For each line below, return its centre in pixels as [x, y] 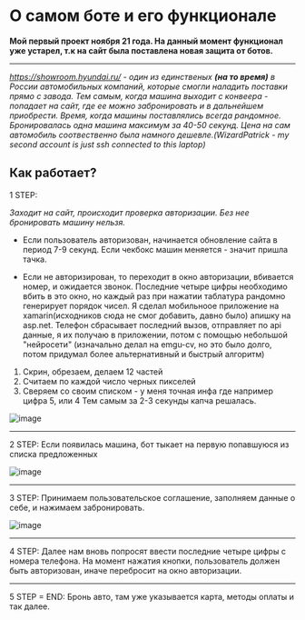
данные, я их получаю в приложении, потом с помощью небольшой [155, 335]
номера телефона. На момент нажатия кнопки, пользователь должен [145, 561]
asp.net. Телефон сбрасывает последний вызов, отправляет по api [152, 325]
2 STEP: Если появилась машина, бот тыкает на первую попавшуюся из [149, 444]
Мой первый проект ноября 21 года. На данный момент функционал [147, 41]
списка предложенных [54, 454]
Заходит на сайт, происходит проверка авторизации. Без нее [129, 212]
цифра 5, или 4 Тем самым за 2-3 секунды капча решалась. [139, 400]
